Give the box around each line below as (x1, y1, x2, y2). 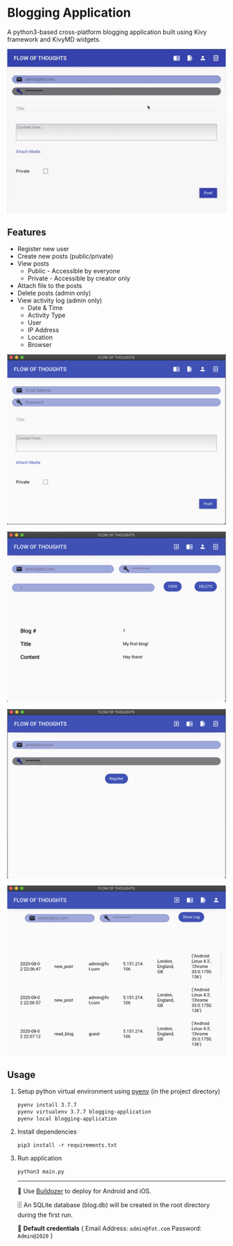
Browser (27, 340, 52, 348)
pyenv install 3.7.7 (17, 1102, 77, 1109)
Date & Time (27, 303, 63, 311)
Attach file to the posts (17, 281, 83, 289)
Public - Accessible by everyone (27, 266, 121, 275)
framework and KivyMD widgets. (7, 35, 101, 43)
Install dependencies (17, 1127, 78, 1136)
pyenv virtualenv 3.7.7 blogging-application (17, 1109, 151, 1116)
